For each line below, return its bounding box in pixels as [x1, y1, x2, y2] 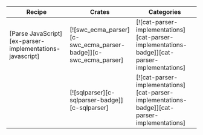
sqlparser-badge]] [69, 96, 124, 104]
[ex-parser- [9, 37, 45, 45]
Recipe [26, 8, 47, 16]
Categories [148, 8, 181, 16]
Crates [89, 8, 110, 16]
